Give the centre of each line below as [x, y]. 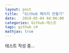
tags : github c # [21, 27]
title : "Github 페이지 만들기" [35, 14]
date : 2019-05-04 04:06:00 [34, 18]
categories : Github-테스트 [31, 23]
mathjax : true [19, 32]
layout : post [18, 9]
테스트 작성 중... [20, 46]
